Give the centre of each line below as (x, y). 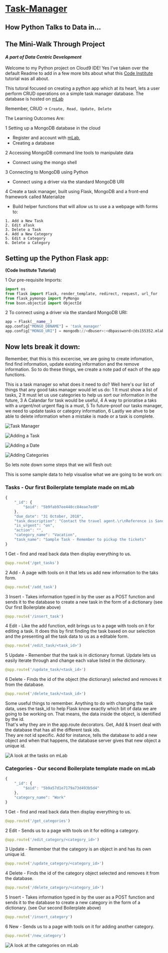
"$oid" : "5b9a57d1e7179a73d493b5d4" (61, 788)
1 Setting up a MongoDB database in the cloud (53, 128)
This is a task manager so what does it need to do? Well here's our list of (80, 384)
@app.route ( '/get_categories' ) (38, 821)
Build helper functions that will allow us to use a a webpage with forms (85, 207)
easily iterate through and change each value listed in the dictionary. (75, 660)
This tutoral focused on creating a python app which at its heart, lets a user (82, 89)
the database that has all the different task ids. (53, 730)
